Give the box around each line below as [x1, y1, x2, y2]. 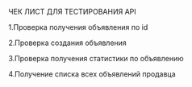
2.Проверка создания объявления [8, 38, 127, 48]
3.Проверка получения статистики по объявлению [8, 54, 184, 63]
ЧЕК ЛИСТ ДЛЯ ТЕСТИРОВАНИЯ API [8, 7, 137, 16]
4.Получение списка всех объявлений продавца [8, 69, 176, 79]
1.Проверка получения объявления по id [8, 23, 148, 31]
